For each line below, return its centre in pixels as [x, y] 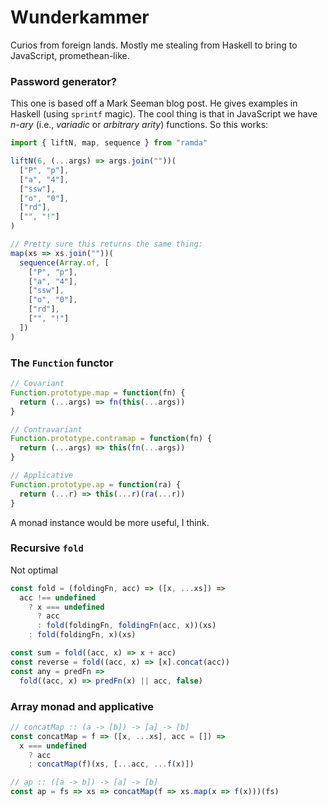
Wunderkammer [80, 17]
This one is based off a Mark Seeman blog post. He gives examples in [154, 103]
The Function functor [62, 363]
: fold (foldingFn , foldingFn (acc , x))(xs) [126, 626]
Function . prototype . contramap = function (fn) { [111, 439]
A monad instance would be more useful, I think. [110, 522]
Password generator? [64, 81]
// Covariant [37, 384]
